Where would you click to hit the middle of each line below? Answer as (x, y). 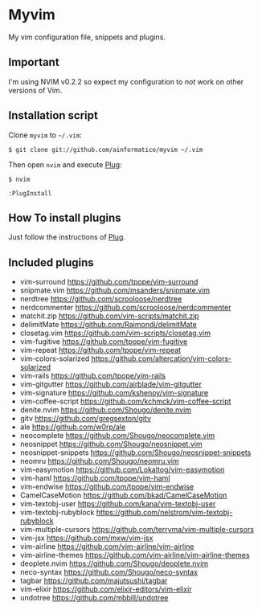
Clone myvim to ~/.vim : (45, 135)
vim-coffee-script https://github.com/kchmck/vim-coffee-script (125, 401)
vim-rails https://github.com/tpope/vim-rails (93, 376)
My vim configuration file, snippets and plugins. (87, 37)
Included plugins (51, 262)
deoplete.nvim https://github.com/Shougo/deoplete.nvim (114, 563)
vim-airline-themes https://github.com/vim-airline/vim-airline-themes (135, 555)
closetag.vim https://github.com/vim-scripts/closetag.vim (115, 333)
